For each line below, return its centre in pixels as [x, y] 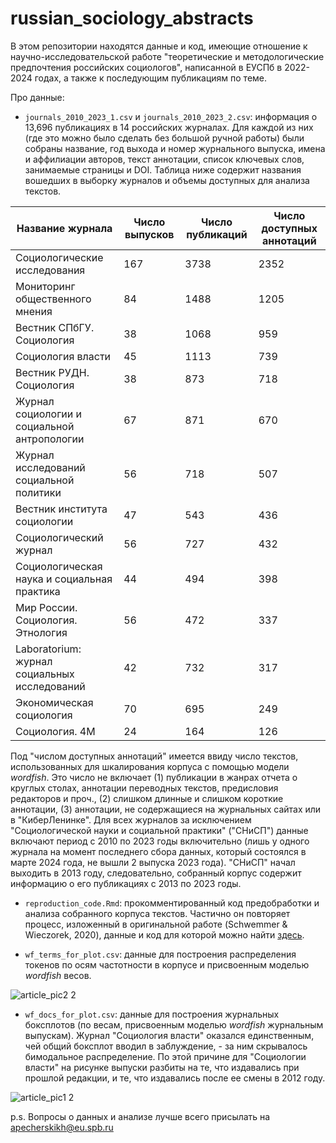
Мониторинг [45, 286]
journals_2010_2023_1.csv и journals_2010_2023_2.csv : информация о [171, 116]
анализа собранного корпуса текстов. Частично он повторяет [157, 913]
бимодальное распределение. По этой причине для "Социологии [165, 1056]
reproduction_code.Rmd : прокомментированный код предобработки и [172, 903]
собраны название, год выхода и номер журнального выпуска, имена [175, 148]
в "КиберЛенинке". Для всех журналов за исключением [131, 819]
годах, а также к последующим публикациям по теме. [151, 78]
